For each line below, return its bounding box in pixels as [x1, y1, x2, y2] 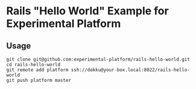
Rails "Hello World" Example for [6, 4, 169, 18]
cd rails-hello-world [6, 62, 61, 67]
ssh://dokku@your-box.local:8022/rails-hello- [71, 67, 190, 73]
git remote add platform [6, 67, 69, 73]
